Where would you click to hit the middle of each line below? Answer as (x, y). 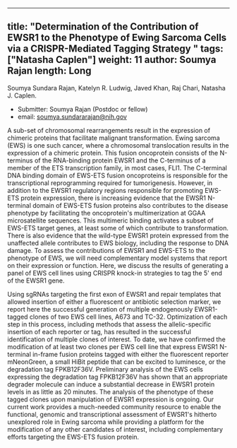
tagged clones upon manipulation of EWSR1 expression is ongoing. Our (111, 399)
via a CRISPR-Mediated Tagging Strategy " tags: (115, 49)
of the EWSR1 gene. (36, 281)
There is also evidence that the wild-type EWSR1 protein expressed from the (118, 235)
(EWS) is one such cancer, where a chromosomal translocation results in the (118, 145)
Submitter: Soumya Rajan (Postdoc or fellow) (83, 109)
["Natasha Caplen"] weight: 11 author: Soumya (112, 60)
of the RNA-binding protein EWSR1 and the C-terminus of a (120, 160)
